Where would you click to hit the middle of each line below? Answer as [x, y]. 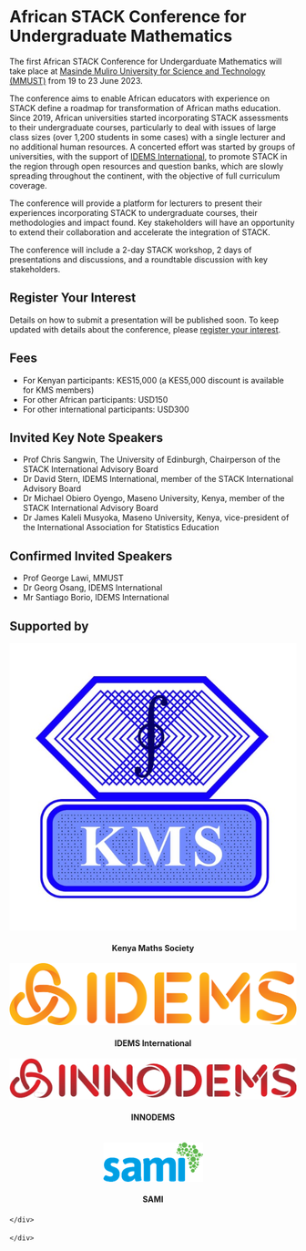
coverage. [28, 185]
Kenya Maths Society [153, 948]
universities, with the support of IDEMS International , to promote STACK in [148, 156]
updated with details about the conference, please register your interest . [145, 329]
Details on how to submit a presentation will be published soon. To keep [144, 320]
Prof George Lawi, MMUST [73, 578]
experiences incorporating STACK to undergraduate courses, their [133, 212]
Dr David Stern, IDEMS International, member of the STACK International [158, 479]
